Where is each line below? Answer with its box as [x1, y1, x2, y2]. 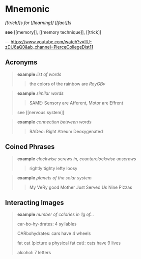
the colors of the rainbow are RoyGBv [29, 81, 106, 86]
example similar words [17, 90, 64, 96]
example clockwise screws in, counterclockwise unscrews [17, 156, 137, 162]
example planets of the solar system [17, 174, 92, 180]
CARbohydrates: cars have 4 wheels [17, 230, 91, 236]
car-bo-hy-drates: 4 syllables [17, 221, 77, 227]
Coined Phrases [5, 143, 55, 151]
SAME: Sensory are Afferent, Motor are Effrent [29, 100, 124, 106]
